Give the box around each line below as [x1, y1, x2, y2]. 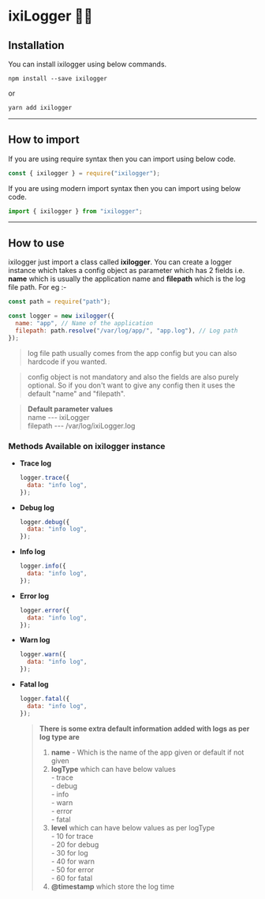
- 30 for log [50, 848, 88, 857]
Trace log [19, 458, 52, 468]
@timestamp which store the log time [50, 882, 175, 891]
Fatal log [19, 680, 49, 689]
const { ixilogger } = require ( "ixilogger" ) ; [8, 169, 160, 177]
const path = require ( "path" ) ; [8, 298, 111, 306]
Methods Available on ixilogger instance [8, 440, 166, 451]
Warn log [19, 635, 50, 645]
